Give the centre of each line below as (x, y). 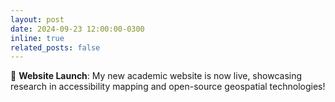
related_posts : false (55, 47)
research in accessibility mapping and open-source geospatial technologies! (168, 87)
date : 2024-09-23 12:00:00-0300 (77, 29)
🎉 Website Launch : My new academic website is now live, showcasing (156, 76)
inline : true (37, 38)
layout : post (37, 19)
